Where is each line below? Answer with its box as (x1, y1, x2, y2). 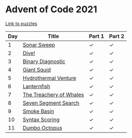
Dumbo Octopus (23, 124, 63, 131)
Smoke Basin (23, 107, 54, 114)
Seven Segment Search (23, 99, 80, 106)
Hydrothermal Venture (23, 74, 77, 81)
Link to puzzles (5, 20, 37, 27)
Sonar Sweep (23, 41, 55, 48)
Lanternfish (23, 83, 50, 90)
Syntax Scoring (23, 116, 60, 123)
